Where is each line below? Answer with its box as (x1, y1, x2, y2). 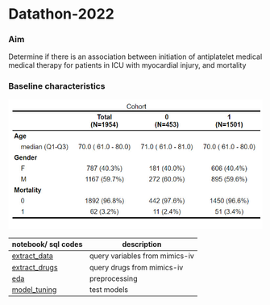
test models (89, 285, 129, 295)
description (122, 240, 162, 249)
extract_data (11, 251, 54, 261)
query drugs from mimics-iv (89, 262, 184, 272)
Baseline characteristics (8, 81, 106, 92)
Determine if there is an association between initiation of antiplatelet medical (8, 52, 263, 61)
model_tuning (11, 285, 57, 295)
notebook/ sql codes (11, 240, 83, 249)
